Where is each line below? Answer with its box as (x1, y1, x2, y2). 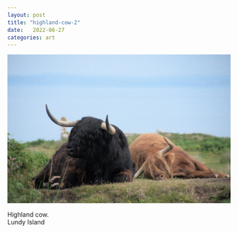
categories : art (7, 34, 55, 41)
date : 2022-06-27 (7, 26, 65, 33)
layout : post (7, 11, 46, 18)
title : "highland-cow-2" (7, 18, 81, 26)
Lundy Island (7, 218, 45, 227)
